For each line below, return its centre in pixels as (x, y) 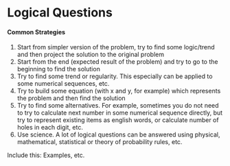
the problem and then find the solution (71, 98)
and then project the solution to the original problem (91, 55)
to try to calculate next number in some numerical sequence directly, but (120, 113)
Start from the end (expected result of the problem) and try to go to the (117, 62)
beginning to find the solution (59, 69)
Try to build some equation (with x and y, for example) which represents (119, 91)
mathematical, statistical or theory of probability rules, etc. (100, 142)
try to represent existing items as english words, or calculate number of (118, 120)
